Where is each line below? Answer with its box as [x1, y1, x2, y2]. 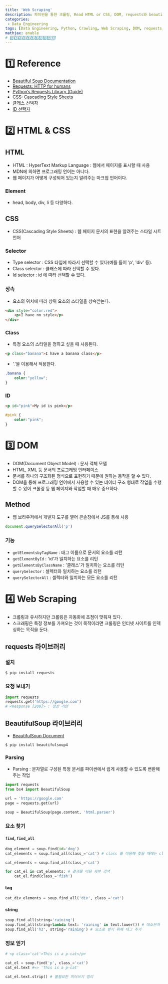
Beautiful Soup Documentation [12, 78, 76, 84]
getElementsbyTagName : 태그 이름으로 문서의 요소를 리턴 [12, 549, 122, 555]
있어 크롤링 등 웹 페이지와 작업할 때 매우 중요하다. [23, 485, 119, 491]
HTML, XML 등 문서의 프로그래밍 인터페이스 [12, 467, 98, 473]
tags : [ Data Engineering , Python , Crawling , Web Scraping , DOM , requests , [5, 26, 164, 31]
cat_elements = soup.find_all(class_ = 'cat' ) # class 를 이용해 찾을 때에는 [5, 851, 157, 856]
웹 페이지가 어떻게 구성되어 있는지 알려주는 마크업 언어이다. [12, 174, 127, 180]
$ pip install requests [5, 670, 55, 676]
